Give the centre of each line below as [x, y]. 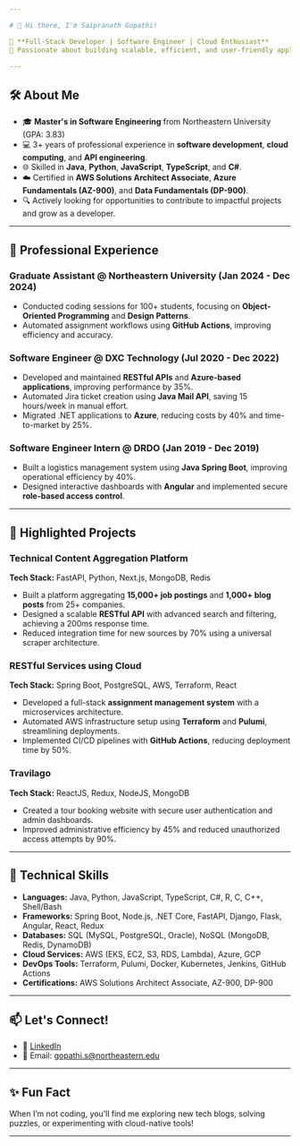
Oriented [39, 315]
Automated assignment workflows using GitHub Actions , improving [146, 325]
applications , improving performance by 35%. [108, 387]
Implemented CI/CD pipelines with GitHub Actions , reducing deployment [156, 740]
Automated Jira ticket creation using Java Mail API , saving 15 [135, 397]
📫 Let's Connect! [59, 1020]
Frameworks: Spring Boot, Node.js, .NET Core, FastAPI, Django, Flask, [152, 916]
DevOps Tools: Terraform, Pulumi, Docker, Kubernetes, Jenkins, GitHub [154, 963]
